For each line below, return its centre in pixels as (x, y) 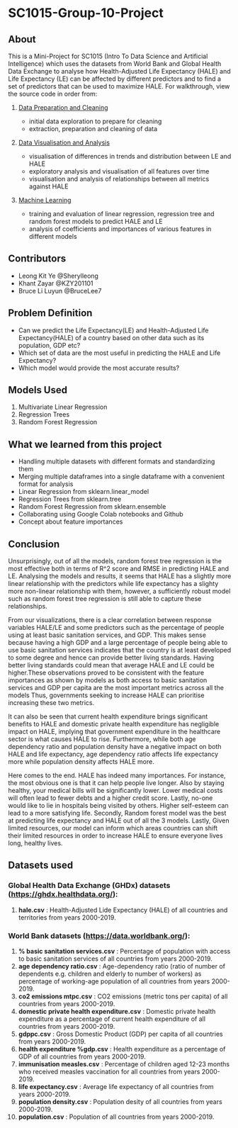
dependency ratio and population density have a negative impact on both (115, 747)
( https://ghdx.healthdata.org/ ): (63, 894)
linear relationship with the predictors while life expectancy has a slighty (113, 584)
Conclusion (34, 544)
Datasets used (41, 865)
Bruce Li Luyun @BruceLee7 (60, 291)
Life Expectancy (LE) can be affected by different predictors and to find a (115, 79)
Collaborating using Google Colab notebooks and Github (101, 514)
